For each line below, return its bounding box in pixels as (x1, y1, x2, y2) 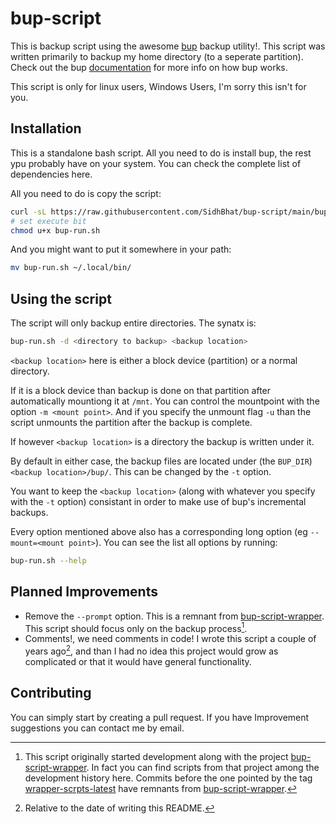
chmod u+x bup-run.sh (10, 225, 101, 236)
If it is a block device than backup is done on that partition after (10, 384, 272, 396)
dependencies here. (10, 168, 93, 180)
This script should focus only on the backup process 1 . (24, 620, 248, 634)
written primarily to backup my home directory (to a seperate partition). (10, 50, 304, 62)
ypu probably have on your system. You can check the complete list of (10, 157, 302, 169)
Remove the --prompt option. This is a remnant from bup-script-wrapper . (24, 610, 325, 622)
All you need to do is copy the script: (10, 187, 162, 199)
